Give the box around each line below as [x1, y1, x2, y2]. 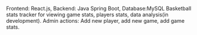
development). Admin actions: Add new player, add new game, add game [6, 17, 185, 24]
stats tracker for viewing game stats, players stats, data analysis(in [6, 11, 169, 18]
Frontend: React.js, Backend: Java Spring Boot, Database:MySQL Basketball [6, 5, 192, 12]
